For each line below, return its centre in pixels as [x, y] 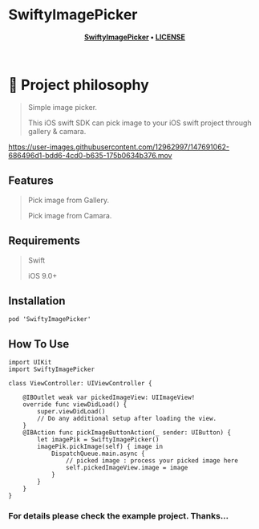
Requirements [44, 241]
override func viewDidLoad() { [75, 405]
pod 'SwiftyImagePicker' [50, 319]
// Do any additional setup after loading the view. [127, 419]
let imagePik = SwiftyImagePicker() [98, 440]
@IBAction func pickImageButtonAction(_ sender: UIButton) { [127, 433]
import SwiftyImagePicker [51, 370]
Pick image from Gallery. [69, 200]
